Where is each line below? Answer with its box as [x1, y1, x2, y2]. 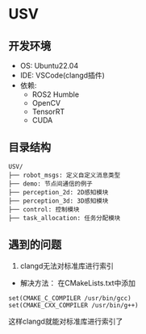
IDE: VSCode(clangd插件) [19, 70, 105, 80]
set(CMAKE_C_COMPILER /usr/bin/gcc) [8, 294, 131, 303]
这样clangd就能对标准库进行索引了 [8, 316, 123, 326]
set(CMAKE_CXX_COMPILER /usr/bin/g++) [8, 301, 139, 309]
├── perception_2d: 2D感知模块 [8, 188, 109, 196]
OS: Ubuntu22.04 [19, 61, 79, 70]
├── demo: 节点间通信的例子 [8, 179, 93, 188]
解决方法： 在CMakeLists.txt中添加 [19, 278, 136, 287]
